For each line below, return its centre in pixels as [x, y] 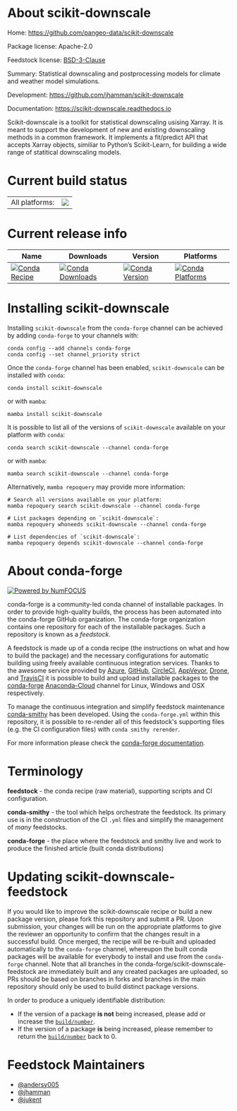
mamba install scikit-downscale [55, 414]
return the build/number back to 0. [67, 1036]
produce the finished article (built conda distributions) [86, 848]
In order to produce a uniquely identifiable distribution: [86, 1000]
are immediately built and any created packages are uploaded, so [133, 971]
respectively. [26, 693]
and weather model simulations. [54, 81]
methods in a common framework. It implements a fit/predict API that [108, 137]
